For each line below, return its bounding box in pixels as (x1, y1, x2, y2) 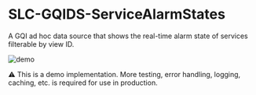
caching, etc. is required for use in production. (8, 78, 159, 87)
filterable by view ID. (8, 39, 75, 48)
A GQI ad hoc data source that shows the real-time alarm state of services (8, 31, 249, 40)
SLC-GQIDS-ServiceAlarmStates (8, 5, 226, 23)
